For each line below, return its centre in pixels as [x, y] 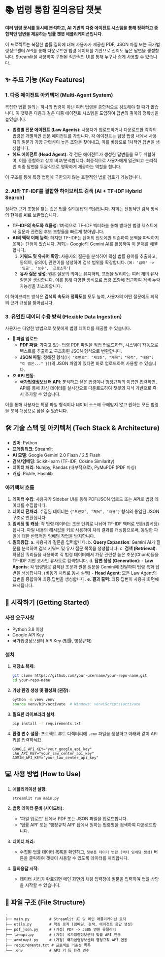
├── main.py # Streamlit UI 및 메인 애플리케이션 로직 [66, 919]
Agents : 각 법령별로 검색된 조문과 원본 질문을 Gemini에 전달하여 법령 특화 [83, 567]
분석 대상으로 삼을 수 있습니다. [39, 411]
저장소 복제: [24, 666]
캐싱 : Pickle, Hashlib [33, 474]
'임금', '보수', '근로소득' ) [45, 268]
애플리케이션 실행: [29, 789]
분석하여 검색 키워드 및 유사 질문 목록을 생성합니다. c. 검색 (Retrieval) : [89, 548]
